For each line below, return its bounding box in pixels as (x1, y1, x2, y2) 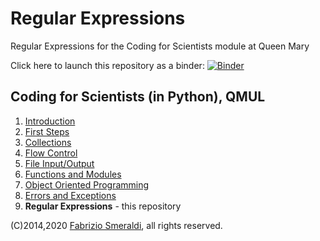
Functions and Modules (24, 168, 122, 180)
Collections (24, 136, 72, 148)
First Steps (24, 125, 70, 137)
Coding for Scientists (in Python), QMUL (10, 88, 266, 106)
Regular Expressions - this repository (24, 200, 182, 212)
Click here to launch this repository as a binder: (10, 59, 205, 71)
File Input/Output (24, 157, 95, 169)
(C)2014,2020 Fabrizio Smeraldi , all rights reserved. (10, 219, 223, 231)
